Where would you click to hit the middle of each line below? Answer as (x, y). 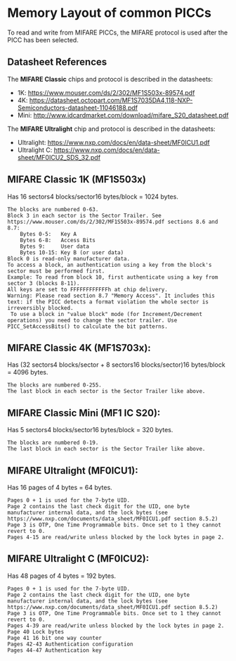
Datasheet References (57, 62)
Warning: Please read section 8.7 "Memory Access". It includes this (111, 296)
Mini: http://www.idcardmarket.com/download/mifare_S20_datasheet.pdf (123, 115)
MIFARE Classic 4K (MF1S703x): (79, 347)
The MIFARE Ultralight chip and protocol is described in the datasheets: (111, 129)
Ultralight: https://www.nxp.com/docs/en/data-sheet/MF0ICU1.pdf (113, 142)
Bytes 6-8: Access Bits (58, 240)
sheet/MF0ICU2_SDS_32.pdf (59, 157)
